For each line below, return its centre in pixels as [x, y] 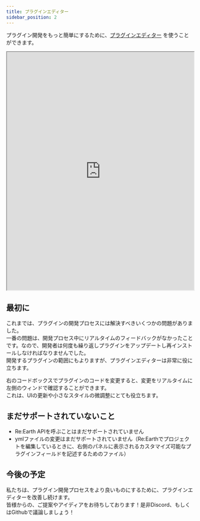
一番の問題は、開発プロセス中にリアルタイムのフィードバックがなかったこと [100, 338]
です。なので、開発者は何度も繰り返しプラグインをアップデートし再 [89, 345]
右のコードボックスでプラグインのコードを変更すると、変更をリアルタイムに [99, 380]
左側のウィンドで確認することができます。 [58, 388]
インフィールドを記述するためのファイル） [77, 454]
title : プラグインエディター [38, 12]
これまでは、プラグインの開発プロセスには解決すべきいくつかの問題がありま [100, 323]
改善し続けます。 [52, 497]
